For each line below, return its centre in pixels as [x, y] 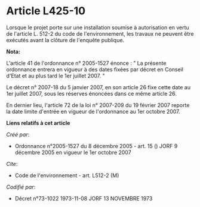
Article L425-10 [46, 11]
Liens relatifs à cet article [38, 123]
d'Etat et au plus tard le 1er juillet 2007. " [56, 76]
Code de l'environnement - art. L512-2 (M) [67, 175]
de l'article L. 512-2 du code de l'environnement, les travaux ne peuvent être [100, 33]
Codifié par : [21, 187]
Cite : [12, 164]
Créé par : [18, 134]
